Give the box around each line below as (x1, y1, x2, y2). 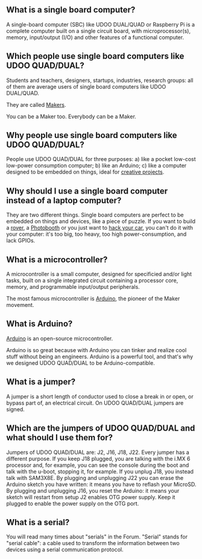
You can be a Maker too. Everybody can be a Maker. (6, 113, 137, 120)
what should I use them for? (6, 432, 113, 443)
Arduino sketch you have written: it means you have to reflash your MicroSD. (6, 481, 197, 488)
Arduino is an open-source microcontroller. (6, 335, 113, 342)
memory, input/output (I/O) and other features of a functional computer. (6, 33, 185, 41)
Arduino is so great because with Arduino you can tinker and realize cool (6, 346, 187, 353)
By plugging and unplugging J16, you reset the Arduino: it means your (6, 487, 180, 494)
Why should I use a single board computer (6, 186, 168, 196)
